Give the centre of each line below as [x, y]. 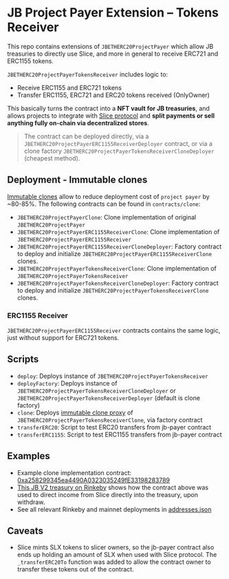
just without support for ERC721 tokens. [63, 338]
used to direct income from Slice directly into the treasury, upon [107, 494]
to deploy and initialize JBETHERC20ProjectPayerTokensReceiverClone [113, 290]
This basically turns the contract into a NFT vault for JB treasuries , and [108, 108]
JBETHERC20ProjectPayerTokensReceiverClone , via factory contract [110, 420]
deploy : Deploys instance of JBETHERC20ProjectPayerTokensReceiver [112, 376]
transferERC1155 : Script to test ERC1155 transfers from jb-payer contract [119, 434]
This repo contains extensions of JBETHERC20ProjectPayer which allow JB [110, 46]
